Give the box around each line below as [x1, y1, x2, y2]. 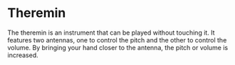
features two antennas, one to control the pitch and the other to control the [7, 35, 227, 44]
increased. [7, 51, 39, 59]
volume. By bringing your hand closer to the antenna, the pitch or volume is [7, 43, 229, 52]
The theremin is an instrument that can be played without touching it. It [7, 28, 215, 37]
